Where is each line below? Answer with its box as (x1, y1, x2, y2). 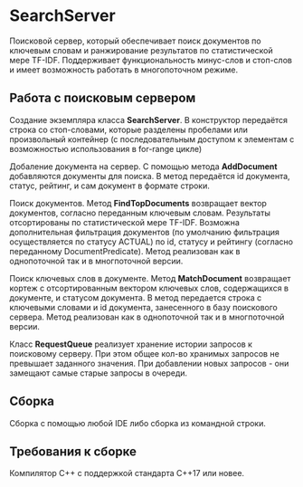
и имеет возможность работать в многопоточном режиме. (9, 64, 238, 75)
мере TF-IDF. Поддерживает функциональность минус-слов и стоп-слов (9, 54, 292, 65)
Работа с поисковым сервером (9, 91, 196, 106)
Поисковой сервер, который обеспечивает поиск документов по (9, 35, 261, 46)
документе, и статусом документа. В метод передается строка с (9, 291, 262, 303)
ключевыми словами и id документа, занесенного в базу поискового (9, 301, 278, 312)
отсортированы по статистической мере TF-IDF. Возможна (9, 216, 240, 227)
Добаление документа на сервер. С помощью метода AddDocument (9, 160, 278, 172)
